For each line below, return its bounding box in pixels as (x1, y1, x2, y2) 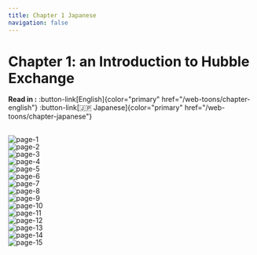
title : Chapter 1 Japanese (8, 11, 97, 20)
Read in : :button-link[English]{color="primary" (8, 95, 160, 104)
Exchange (8, 69, 75, 87)
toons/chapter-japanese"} (8, 111, 93, 122)
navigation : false (8, 19, 68, 27)
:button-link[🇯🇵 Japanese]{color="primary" (39, 103, 183, 112)
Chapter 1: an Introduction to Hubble (8, 53, 250, 71)
